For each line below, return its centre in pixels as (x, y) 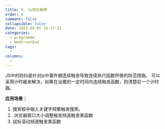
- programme (22, 38)
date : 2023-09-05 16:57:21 (33, 28)
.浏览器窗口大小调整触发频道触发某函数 (53, 116)
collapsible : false (26, 24)
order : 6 (14, 14)
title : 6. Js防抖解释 (26, 10)
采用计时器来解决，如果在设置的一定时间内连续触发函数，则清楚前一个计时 (82, 82)
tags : (11, 47)
